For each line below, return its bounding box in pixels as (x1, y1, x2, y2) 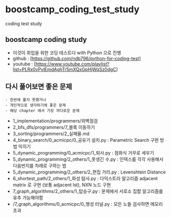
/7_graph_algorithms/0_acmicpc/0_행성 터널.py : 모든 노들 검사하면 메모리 (12, 201, 163, 207)
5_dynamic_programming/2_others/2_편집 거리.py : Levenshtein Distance (12, 169, 166, 175)
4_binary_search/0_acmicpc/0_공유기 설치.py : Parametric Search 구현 (12, 137, 159, 143)
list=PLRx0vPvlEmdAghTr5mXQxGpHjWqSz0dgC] (12, 66, 118, 72)
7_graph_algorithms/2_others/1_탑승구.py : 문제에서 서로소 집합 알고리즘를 (12, 188, 163, 194)
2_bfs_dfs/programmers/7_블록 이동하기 (12, 124, 95, 130)
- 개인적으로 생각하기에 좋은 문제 (5, 102, 66, 108)
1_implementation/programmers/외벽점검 (12, 118, 98, 124)
